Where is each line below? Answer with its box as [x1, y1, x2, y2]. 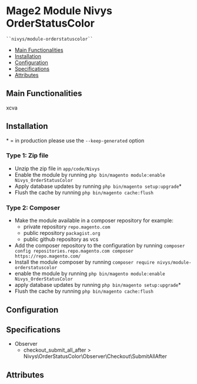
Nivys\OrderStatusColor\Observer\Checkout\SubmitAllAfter [23, 353, 168, 360]
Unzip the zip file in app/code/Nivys [14, 165, 100, 172]
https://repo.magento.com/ [14, 253, 81, 260]
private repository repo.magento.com [23, 223, 111, 230]
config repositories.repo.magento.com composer [14, 249, 133, 254]
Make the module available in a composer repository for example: [14, 217, 173, 224]
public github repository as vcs [23, 236, 99, 243]
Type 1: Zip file [6, 151, 49, 160]
